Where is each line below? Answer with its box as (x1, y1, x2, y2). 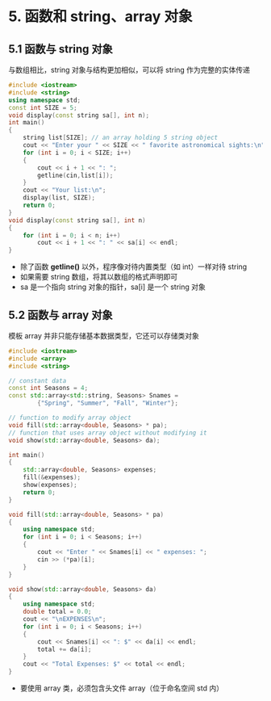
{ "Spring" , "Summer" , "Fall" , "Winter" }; (37, 399, 179, 408)
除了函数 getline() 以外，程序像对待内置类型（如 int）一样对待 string (19, 262, 248, 271)
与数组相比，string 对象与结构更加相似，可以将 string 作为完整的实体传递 (8, 65, 251, 74)
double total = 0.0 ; (23, 607, 92, 616)
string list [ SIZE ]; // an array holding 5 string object (23, 134, 219, 142)
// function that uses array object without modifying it (8, 429, 207, 437)
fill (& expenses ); (23, 473, 81, 481)
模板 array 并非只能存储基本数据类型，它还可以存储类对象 (8, 330, 200, 340)
